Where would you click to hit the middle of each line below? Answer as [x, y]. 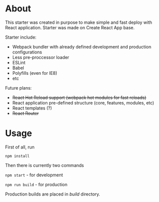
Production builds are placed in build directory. [53, 194]
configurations [27, 52]
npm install [17, 156]
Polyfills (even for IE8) [35, 73]
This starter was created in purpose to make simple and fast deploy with [79, 22]
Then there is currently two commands [44, 165]
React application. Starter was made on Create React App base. [70, 27]
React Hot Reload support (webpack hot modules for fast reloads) [79, 98]
